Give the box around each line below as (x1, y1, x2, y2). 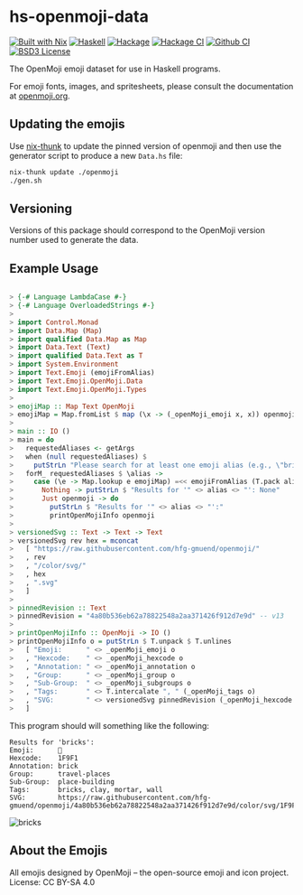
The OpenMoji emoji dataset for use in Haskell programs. (9, 63, 221, 74)
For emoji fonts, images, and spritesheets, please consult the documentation (9, 80, 294, 91)
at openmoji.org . (9, 90, 70, 101)
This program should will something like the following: (9, 720, 210, 731)
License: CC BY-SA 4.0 (9, 876, 96, 887)
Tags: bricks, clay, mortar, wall (9, 785, 164, 794)
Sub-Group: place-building (9, 777, 115, 787)
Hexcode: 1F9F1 (9, 753, 78, 762)
